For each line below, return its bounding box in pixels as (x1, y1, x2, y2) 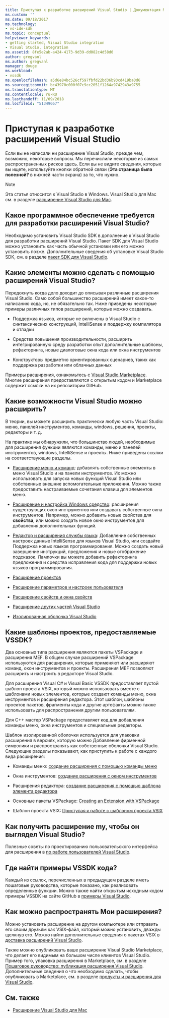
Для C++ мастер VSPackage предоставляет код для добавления (5, 717, 144, 723)
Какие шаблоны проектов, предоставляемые (5, 628, 156, 636)
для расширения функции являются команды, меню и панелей (5, 444, 141, 450)
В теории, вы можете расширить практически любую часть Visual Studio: (5, 418, 164, 424)
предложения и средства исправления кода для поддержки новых (12, 559, 157, 565)
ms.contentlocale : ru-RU (5, 92, 57, 97)
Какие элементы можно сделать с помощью (5, 268, 155, 277)
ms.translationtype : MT (5, 87, 55, 92)
